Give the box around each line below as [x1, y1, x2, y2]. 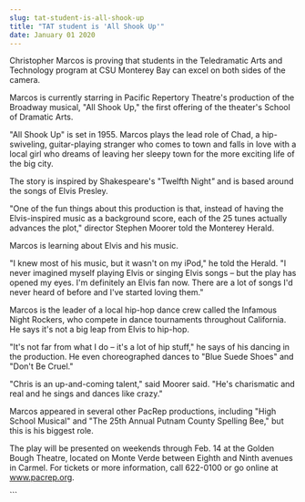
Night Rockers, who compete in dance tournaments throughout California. [9, 314, 287, 325]
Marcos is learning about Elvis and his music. [9, 241, 179, 251]
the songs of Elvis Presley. [9, 186, 108, 197]
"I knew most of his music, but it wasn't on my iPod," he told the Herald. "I [9, 258, 287, 269]
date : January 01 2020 [9, 30, 96, 39]
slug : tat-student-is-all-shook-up [9, 13, 145, 23]
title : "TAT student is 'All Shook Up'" [9, 22, 166, 31]
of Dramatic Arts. [9, 111, 74, 123]
